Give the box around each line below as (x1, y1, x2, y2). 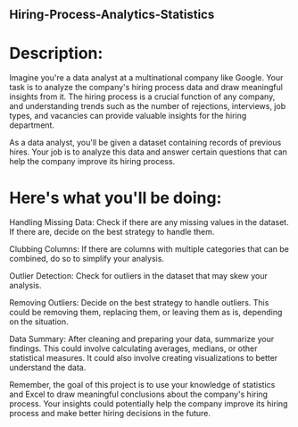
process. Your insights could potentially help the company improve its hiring (9, 398, 288, 409)
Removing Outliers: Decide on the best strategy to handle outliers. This (9, 297, 269, 308)
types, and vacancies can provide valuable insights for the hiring (9, 111, 247, 121)
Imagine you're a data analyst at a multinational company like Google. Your (9, 72, 284, 83)
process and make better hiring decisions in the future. (9, 408, 211, 419)
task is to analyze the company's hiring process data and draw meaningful (9, 82, 284, 93)
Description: (9, 43, 103, 63)
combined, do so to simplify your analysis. (9, 254, 165, 264)
